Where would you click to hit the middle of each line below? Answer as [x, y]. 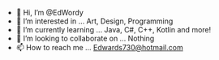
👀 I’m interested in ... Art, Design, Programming [94, 21]
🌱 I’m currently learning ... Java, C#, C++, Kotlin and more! [114, 30]
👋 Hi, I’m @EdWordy [49, 13]
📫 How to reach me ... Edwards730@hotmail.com [100, 47]
